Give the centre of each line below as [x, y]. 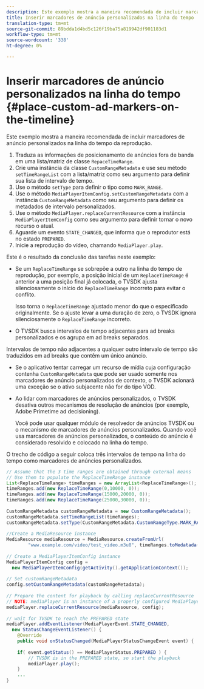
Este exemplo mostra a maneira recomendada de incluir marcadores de [96, 137]
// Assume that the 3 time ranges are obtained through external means [99, 472]
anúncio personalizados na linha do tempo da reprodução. [79, 143]
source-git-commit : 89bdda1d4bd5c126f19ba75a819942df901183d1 [87, 29]
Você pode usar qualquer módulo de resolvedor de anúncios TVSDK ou [104, 423]
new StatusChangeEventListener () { [57, 630]
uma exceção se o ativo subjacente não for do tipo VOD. [85, 387]
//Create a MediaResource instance [51, 534]
